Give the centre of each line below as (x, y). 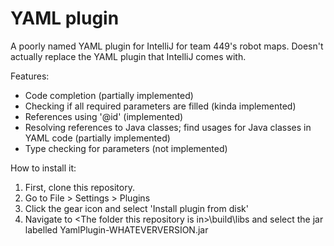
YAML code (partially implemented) (97, 138)
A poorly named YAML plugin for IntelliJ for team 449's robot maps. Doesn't (167, 46)
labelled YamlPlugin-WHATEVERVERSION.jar (116, 229)
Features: (30, 76)
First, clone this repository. (79, 187)
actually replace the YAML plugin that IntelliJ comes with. (128, 56)
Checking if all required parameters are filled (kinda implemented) (160, 106)
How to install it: (43, 168)
